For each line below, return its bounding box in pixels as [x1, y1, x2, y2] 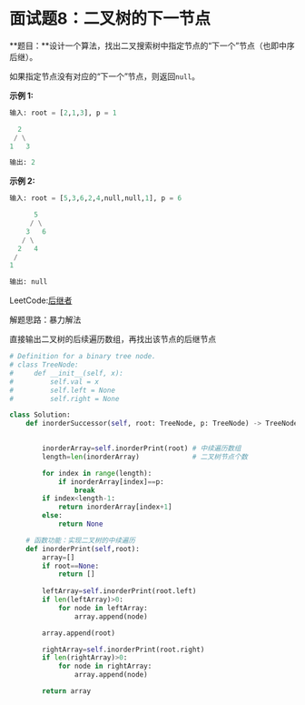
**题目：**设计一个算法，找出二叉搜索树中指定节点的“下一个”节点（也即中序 [9, 40, 295, 51]
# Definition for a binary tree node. [9, 352, 156, 361]
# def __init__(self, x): [9, 368, 124, 378]
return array [42, 687, 92, 696]
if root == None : [42, 561, 100, 570]
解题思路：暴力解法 [9, 315, 82, 326]
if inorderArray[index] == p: [57, 477, 165, 487]
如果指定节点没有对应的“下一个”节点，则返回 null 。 [9, 70, 200, 82]
